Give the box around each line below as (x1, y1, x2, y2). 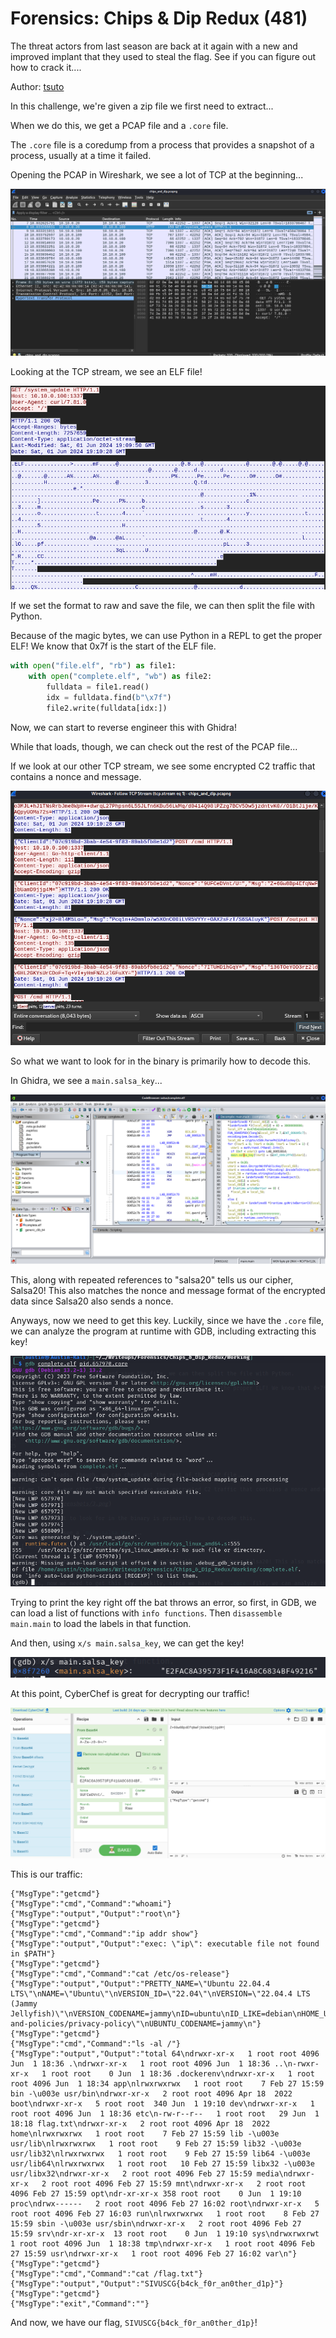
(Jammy (10, 1999, 38, 2009)
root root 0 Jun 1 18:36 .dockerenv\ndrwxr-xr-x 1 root (50, 2069, 315, 2079)
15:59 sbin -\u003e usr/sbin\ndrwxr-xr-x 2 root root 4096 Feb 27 (10, 2219, 302, 2229)
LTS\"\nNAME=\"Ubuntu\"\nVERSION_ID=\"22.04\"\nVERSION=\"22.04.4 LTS (10, 1989, 311, 1999)
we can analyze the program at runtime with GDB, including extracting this (10, 1325, 317, 1337)
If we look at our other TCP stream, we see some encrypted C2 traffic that (10, 760, 316, 772)
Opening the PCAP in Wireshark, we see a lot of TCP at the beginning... (10, 168, 304, 181)
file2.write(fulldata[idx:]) (46, 703, 168, 713)
